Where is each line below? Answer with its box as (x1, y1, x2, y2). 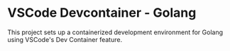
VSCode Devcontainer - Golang (7, 5, 197, 21)
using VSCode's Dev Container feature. (7, 35, 123, 43)
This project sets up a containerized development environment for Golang (7, 28, 224, 36)
